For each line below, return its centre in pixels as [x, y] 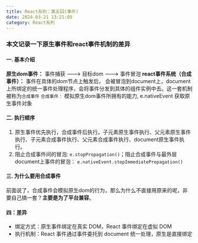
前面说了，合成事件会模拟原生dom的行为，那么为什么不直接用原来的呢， [95, 190]
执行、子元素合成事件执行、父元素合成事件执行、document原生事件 [97, 139]
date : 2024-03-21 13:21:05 [39, 17]
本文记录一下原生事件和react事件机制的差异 [68, 44]
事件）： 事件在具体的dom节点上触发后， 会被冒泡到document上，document [98, 81]
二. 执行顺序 [21, 118]
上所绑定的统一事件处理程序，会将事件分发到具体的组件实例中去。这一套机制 [99, 88]
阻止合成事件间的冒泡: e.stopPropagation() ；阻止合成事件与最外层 [96, 154]
